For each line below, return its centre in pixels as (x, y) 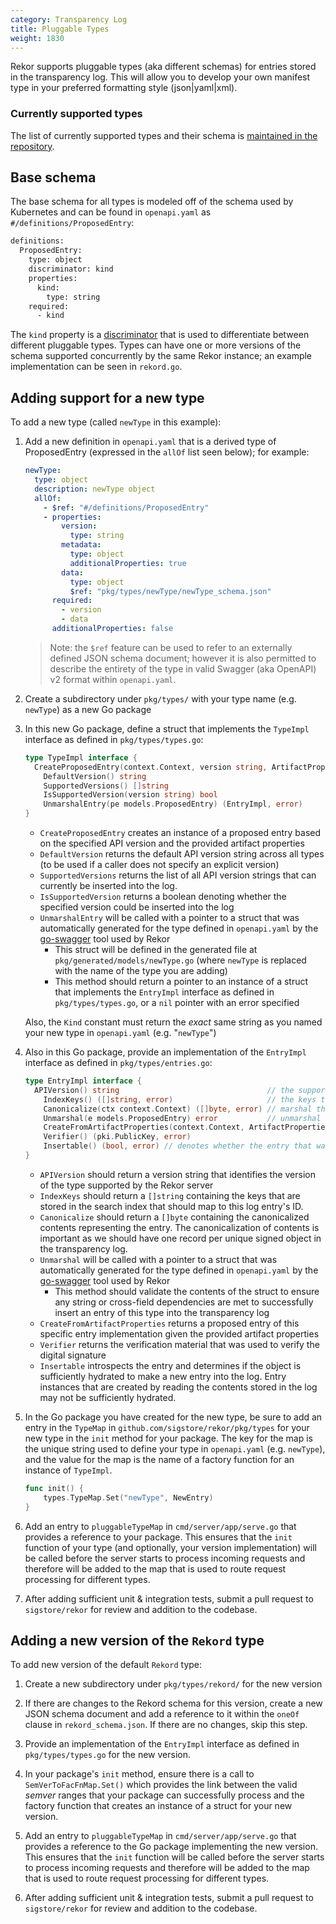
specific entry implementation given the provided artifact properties (179, 1333)
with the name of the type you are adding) (141, 971)
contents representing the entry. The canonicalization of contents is (179, 1227)
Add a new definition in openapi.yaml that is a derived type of (150, 442)
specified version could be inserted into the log (137, 907)
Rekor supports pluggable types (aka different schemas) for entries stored (163, 67)
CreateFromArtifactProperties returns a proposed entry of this (169, 1323)
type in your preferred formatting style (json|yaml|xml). (124, 88)
